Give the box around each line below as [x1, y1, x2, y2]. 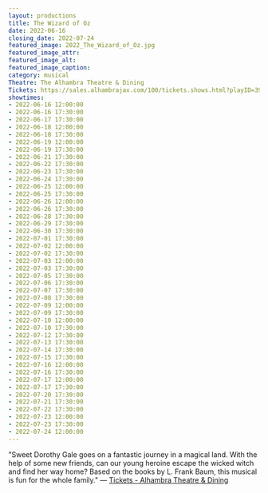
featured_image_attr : [8, 49, 81, 57]
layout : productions [8, 11, 77, 20]
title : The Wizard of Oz [8, 19, 91, 27]
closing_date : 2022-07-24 [8, 34, 94, 42]
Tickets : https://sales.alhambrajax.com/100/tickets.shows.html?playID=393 [8, 85, 266, 94]
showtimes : [8, 93, 45, 101]
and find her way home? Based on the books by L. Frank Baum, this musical [8, 467, 258, 476]
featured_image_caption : [8, 64, 91, 72]
